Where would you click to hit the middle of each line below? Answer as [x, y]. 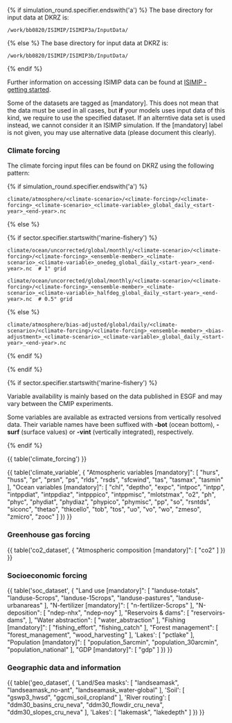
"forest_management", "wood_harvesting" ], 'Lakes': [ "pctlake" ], [101, 635]
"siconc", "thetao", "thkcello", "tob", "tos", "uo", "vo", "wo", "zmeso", [104, 510]
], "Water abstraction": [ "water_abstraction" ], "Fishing [107, 620]
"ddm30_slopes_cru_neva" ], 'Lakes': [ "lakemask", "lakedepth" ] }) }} [106, 713]
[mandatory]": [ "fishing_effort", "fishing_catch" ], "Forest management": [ [113, 627]
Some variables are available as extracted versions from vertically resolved [114, 417]
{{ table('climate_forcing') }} [47, 459]
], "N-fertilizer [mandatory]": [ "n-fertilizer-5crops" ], [119, 605]
